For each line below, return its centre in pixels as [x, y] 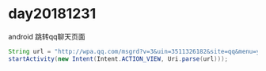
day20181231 [52, 14]
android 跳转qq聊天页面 [47, 36]
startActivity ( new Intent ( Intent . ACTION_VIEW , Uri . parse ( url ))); [118, 59]
